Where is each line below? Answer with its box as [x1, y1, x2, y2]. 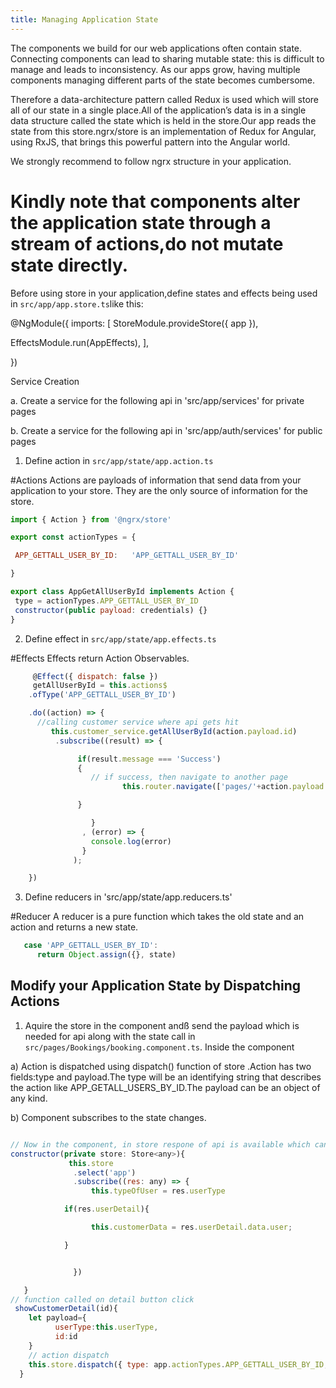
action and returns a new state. [10, 921, 139, 933]
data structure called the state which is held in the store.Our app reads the [10, 114, 317, 126]
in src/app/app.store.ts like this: [10, 297, 144, 310]
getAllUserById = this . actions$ [32, 681, 168, 691]
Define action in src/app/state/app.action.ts [24, 454, 214, 466]
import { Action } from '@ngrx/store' [10, 514, 172, 525]
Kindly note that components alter [10, 190, 301, 213]
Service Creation [10, 375, 80, 387]
